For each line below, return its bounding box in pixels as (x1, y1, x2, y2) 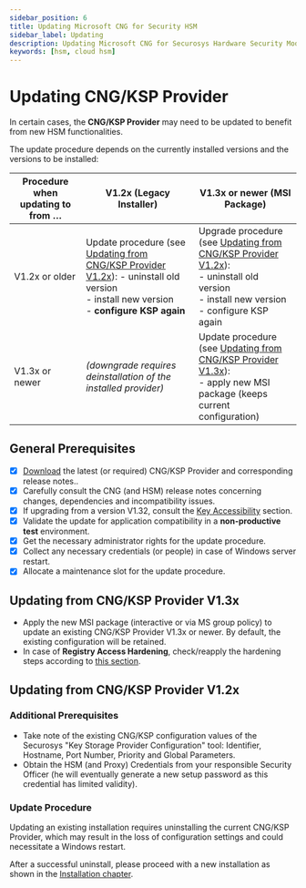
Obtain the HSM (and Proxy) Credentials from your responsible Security (22, 759, 292, 770)
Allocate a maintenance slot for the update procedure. (22, 566, 226, 577)
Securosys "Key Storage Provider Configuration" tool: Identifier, (22, 740, 262, 750)
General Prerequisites (9, 441, 136, 456)
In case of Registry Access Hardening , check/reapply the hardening (22, 646, 281, 657)
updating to (19, 198, 71, 210)
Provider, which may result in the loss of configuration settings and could (9, 832, 284, 842)
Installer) (117, 198, 158, 210)
